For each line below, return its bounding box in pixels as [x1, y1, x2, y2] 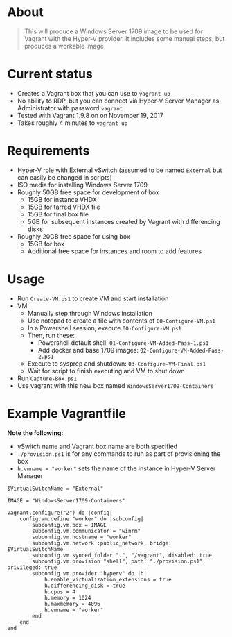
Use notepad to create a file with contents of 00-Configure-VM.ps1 [27, 316, 216, 325]
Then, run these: [27, 331, 75, 339]
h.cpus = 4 [44, 588, 76, 595]
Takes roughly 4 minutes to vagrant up [17, 119, 128, 127]
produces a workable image [24, 42, 104, 50]
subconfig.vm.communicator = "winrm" [32, 527, 141, 534]
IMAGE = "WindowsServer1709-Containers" [7, 497, 126, 504]
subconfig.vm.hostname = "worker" [32, 534, 132, 541]
